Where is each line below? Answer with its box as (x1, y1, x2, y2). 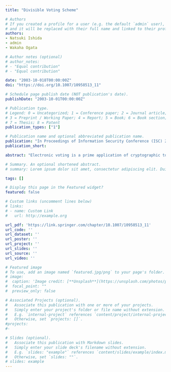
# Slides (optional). (5, 335, 51, 340)
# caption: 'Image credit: (5, 279, 65, 284)
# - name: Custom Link (5, 208, 53, 213)
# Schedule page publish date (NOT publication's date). (5, 92, 129, 97)
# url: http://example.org (5, 213, 67, 218)
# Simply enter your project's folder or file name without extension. (5, 307, 165, 312)
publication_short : (5, 143, 47, 148)
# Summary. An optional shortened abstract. (5, 162, 101, 167)
